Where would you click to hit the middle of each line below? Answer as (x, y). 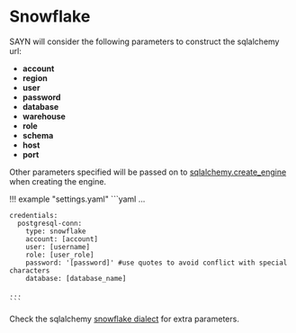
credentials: (34, 215)
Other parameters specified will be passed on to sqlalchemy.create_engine (148, 172)
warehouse (44, 116)
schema (38, 135)
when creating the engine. (58, 181)
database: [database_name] (76, 278)
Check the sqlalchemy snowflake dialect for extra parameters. (125, 319)
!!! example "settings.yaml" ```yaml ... (77, 199)
